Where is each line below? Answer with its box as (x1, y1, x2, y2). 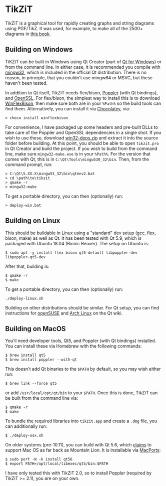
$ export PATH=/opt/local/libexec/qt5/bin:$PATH (5, 461, 108, 466)
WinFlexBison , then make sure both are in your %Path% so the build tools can (5, 100, 161, 106)
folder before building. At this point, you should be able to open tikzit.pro (5, 140, 159, 146)
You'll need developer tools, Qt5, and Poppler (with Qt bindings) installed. (5, 338, 156, 344)
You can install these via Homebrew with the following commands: (5, 343, 142, 349)
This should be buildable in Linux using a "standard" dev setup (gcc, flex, (5, 230, 156, 236)
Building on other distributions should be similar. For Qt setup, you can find (5, 304, 159, 310)
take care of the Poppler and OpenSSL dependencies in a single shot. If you (5, 129, 161, 135)
